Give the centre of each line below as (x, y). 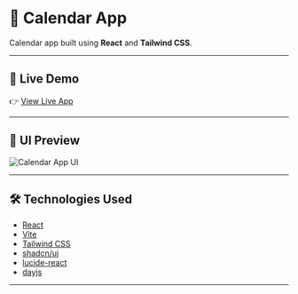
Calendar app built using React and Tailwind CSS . (101, 43)
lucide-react (44, 263)
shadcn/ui (40, 253)
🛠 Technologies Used (71, 199)
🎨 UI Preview (45, 141)
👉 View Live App (41, 100)
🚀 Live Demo (44, 79)
